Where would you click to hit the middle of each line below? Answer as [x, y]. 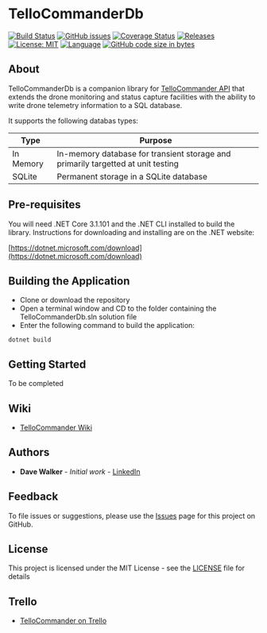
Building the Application [69, 281]
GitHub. [21, 524]
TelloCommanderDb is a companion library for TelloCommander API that [126, 88]
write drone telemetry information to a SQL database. [95, 105]
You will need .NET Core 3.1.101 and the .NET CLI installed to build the [122, 224]
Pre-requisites [44, 205]
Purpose [156, 140]
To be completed [36, 384]
